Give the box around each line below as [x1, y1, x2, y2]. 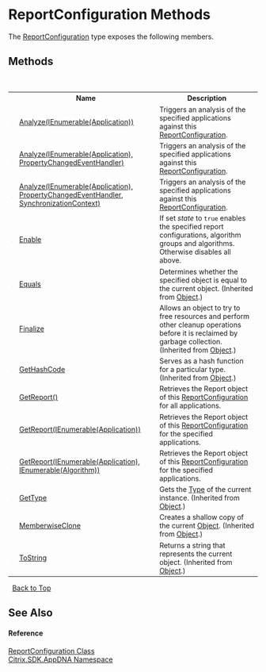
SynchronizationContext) [19, 198, 101, 208]
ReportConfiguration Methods [8, 6, 211, 24]
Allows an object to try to [159, 303, 241, 313]
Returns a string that [159, 540, 226, 550]
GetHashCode [19, 365, 66, 374]
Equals [19, 279, 42, 289]
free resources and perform [159, 311, 249, 321]
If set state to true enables [159, 213, 246, 223]
